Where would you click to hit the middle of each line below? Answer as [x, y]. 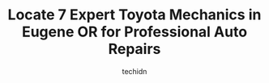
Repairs [134, 49]
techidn [134, 71]
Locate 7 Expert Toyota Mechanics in [134, 15]
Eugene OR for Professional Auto [134, 32]
